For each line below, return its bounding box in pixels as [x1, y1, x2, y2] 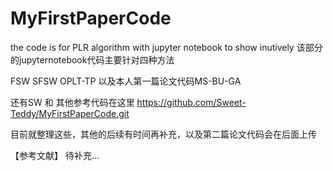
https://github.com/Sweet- [136, 96, 247, 108]
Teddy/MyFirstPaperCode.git [10, 107, 130, 119]
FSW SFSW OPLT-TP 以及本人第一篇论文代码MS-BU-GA [10, 75, 242, 87]
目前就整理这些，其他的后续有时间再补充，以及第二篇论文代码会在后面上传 [10, 128, 317, 140]
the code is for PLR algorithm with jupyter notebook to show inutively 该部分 [10, 41, 323, 53]
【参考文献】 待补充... [10, 149, 100, 161]
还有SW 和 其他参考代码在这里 [10, 96, 135, 108]
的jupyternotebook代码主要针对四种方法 [10, 53, 175, 66]
